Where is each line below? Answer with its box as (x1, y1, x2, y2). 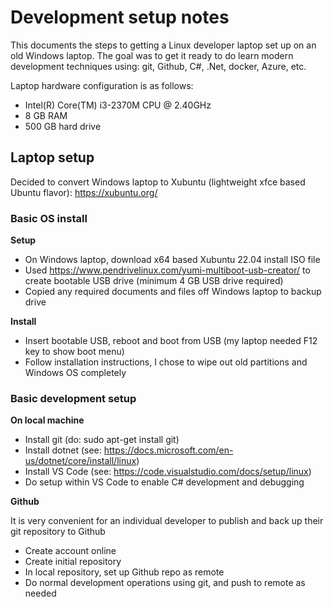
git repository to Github (10, 526, 106, 538)
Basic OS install (10, 211, 88, 225)
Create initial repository (24, 556, 122, 568)
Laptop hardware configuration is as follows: (10, 79, 194, 91)
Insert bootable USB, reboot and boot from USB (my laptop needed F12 (24, 335, 318, 347)
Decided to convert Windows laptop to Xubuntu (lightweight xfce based (10, 176, 306, 188)
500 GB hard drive (24, 120, 102, 132)
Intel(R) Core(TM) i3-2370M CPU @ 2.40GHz (24, 99, 212, 111)
